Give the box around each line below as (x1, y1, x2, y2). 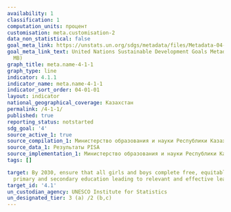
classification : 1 (7, 16, 60, 23)
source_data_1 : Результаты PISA (7, 144, 100, 151)
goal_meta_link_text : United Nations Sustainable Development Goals (7, 49, 208, 56)
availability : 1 (7, 10, 54, 17)
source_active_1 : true (7, 131, 72, 138)
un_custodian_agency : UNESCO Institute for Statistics (7, 188, 168, 196)
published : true (7, 112, 54, 119)
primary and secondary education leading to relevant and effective (13, 176, 214, 182)
